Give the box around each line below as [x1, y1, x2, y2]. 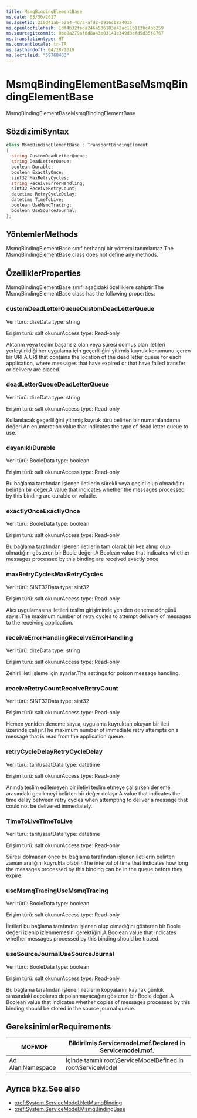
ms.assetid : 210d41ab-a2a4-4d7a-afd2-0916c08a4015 [6, 19, 133, 25]
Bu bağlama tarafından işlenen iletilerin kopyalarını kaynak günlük [6, 986, 164, 993]
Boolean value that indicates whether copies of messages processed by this [6, 998, 191, 1005]
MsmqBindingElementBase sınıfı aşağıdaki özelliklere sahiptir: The [6, 284, 164, 291]
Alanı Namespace [9, 1064, 56, 1072]
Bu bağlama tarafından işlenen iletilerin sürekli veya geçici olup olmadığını [6, 480, 185, 487]
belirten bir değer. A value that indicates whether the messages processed [6, 486, 185, 493]
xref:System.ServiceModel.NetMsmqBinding [14, 1099, 123, 1106]
